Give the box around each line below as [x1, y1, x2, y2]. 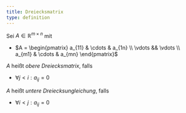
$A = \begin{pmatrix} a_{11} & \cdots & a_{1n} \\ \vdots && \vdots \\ [15, 44, 181, 51]
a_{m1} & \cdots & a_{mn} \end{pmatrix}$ [15, 51, 118, 58]
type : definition [6, 15, 50, 21]
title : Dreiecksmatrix [6, 8, 64, 15]
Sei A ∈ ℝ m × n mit [6, 31, 53, 39]
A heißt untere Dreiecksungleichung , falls [6, 87, 109, 94]
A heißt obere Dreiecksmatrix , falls [6, 62, 93, 69]
